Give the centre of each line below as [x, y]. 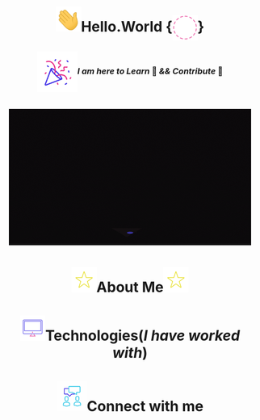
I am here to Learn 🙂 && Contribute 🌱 [150, 71]
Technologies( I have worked [143, 336]
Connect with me [145, 406]
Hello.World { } [143, 26]
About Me [130, 287]
